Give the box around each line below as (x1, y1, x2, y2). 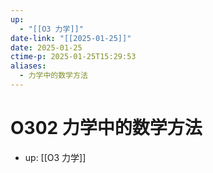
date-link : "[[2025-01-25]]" (10, 33, 132, 43)
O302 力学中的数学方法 (10, 117, 203, 140)
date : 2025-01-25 (10, 42, 83, 53)
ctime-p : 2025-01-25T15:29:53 (10, 52, 137, 62)
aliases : (10, 61, 47, 71)
